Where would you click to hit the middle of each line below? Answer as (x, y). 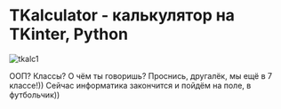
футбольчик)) (35, 95)
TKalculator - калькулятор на (122, 16)
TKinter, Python (69, 34)
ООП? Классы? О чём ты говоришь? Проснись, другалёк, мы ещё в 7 (141, 75)
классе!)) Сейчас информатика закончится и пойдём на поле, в (130, 85)
